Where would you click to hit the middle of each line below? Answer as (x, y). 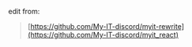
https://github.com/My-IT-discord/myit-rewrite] (107, 26)
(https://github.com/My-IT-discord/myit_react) (103, 35)
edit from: (24, 11)
